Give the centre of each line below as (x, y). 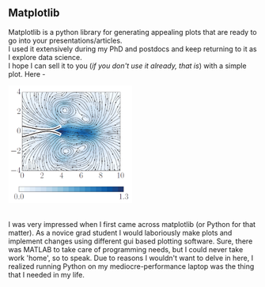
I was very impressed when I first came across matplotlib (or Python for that (132, 224)
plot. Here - (27, 74)
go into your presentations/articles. (65, 40)
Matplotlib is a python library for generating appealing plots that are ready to (132, 32)
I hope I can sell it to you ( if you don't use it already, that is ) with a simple (127, 66)
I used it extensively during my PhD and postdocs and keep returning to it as (132, 49)
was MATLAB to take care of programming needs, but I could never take (126, 249)
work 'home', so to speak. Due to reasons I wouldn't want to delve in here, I (131, 258)
